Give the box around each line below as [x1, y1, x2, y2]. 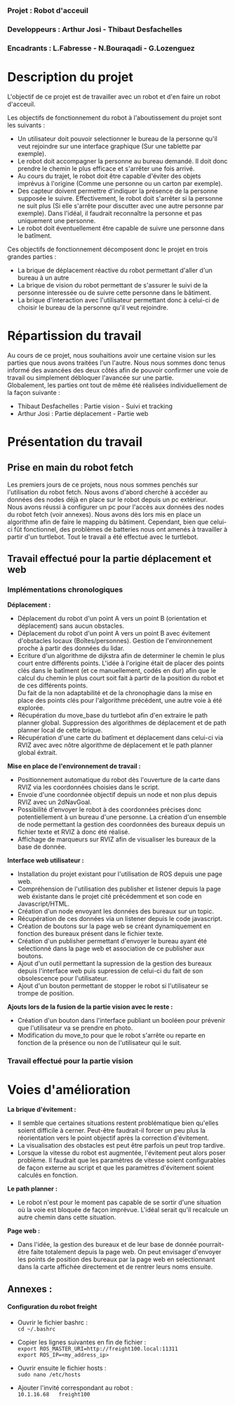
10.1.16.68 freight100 [17, 1391, 90, 1398]
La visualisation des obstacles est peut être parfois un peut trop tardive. [17, 1141, 225, 1150]
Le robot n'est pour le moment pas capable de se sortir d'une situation [17, 1198, 222, 1206]
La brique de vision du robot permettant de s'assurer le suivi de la [17, 281, 208, 289]
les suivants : [7, 121, 46, 129]
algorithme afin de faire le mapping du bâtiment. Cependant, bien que [7, 518, 209, 526]
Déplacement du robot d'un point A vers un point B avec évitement [17, 629, 210, 638]
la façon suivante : [7, 388, 61, 396]
